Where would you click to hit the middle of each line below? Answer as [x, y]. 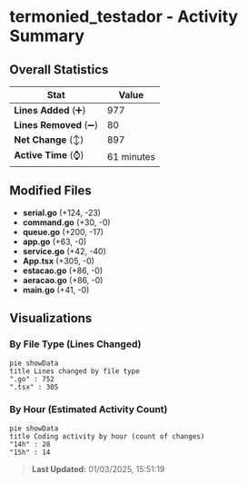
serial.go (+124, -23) [62, 212]
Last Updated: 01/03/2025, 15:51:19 [98, 468]
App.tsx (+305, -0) [59, 261]
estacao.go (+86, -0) [63, 271]
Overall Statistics [59, 69]
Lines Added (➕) [50, 110]
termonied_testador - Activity [124, 17]
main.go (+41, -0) [56, 290]
